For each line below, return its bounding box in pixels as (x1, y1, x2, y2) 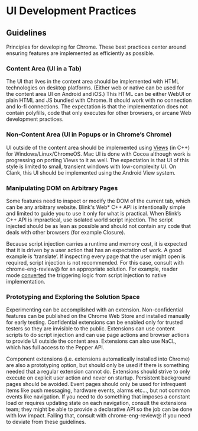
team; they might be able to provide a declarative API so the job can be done (6, 406, 193, 413)
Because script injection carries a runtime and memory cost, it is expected (6, 240, 187, 247)
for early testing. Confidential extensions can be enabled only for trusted (6, 319, 183, 326)
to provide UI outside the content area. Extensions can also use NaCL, (6, 337, 177, 345)
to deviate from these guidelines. (6, 419, 86, 426)
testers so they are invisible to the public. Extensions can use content (6, 325, 176, 332)
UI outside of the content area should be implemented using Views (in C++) (6, 144, 190, 151)
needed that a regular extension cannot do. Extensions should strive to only (6, 368, 190, 375)
